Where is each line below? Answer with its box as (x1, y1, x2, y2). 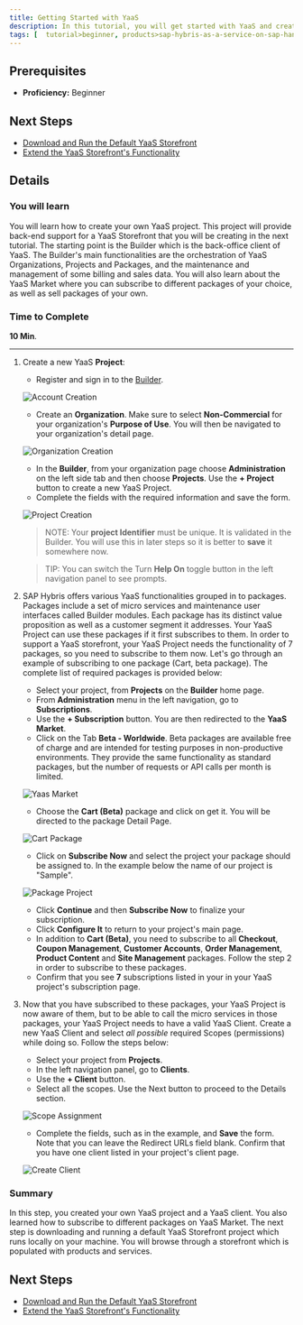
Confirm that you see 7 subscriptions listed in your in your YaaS (35, 971, 272, 982)
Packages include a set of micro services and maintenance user (22, 600, 262, 611)
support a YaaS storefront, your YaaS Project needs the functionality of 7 (22, 638, 293, 649)
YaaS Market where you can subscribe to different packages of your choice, (9, 278, 293, 289)
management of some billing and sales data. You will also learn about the (9, 268, 280, 280)
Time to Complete (9, 310, 89, 323)
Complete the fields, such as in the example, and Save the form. (35, 1127, 275, 1138)
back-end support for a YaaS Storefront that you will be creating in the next (9, 230, 289, 241)
